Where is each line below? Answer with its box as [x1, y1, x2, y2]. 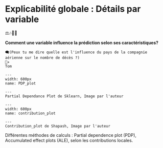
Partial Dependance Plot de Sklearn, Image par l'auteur [5, 94, 124, 99]
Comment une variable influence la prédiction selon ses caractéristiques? [5, 40, 159, 45]
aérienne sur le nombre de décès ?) [5, 55, 80, 60]
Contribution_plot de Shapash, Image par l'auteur [5, 124, 111, 128]
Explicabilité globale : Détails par [5, 3, 141, 15]
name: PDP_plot [5, 81, 36, 86]
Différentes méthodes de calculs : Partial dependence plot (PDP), [5, 132, 137, 138]
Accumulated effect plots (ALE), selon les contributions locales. [5, 137, 133, 143]
